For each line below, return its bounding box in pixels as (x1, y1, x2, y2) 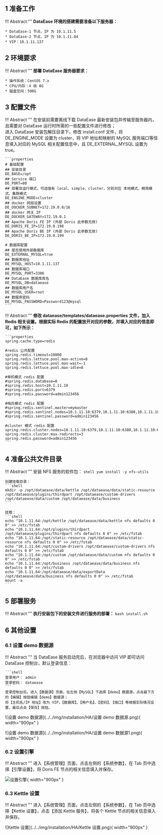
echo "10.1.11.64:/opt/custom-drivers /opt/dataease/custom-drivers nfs (5, 544, 155, 549)
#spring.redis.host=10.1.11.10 (5, 383, 68, 388)
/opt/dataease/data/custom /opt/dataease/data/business (5, 496, 120, 501)
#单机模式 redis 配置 (5, 375, 45, 380)
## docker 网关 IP (5, 210, 41, 215)
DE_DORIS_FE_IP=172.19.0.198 (5, 224, 64, 229)
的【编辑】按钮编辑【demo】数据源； (5, 695, 68, 700)
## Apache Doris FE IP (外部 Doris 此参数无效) (5, 219, 98, 225)
